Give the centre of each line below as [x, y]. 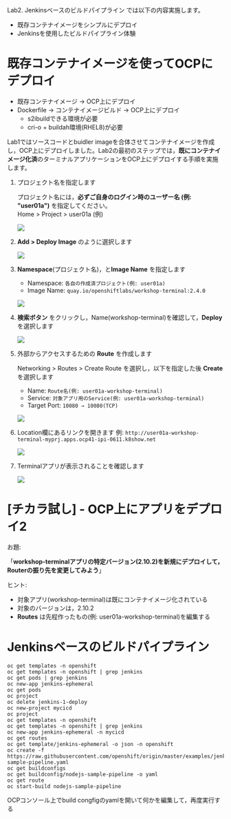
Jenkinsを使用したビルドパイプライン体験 [76, 33]
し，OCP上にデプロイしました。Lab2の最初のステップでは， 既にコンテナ [111, 150]
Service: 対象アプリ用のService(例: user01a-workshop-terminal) [116, 397]
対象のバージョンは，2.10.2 [55, 608]
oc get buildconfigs [37, 768]
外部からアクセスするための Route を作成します [85, 353]
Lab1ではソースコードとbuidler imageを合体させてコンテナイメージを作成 [111, 142]
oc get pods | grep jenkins [47, 678]
